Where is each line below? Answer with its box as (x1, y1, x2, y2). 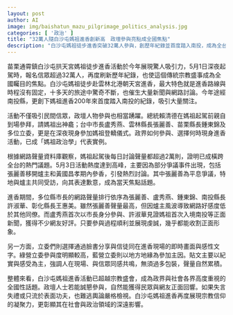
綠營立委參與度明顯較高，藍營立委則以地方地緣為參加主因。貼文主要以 (19, 251, 220, 259)
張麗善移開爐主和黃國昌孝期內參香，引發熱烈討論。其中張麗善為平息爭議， (7, 170, 220, 177)
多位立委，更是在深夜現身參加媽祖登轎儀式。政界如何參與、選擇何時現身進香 (7, 129, 226, 137)
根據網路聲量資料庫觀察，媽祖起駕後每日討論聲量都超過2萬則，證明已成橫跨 (7, 152, 224, 160)
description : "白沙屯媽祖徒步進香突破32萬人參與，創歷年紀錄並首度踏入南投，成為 (7, 42, 217, 49)
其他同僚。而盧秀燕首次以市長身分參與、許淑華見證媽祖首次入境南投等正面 (12, 210, 226, 218)
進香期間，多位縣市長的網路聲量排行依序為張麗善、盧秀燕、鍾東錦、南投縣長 (7, 193, 226, 201)
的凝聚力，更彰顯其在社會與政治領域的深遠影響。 (7, 300, 147, 308)
